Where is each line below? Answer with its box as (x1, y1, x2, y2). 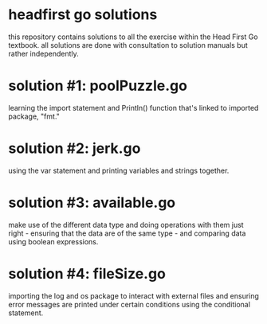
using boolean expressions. (8, 236, 99, 246)
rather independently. (8, 49, 80, 58)
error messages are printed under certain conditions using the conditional (8, 299, 251, 309)
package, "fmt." (8, 111, 60, 121)
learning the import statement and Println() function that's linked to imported (8, 103, 259, 112)
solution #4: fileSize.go (8, 264, 166, 283)
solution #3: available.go (8, 193, 176, 212)
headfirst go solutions (8, 6, 158, 24)
